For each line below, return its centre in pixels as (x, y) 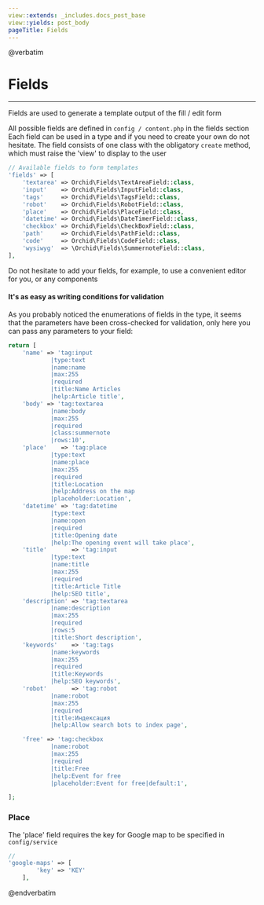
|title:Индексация (80, 718)
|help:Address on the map (92, 492)
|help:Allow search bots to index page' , (119, 725)
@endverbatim (32, 893)
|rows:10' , (68, 441)
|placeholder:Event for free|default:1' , (119, 783)
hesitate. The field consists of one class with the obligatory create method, (130, 145)
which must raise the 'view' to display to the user (88, 153)
